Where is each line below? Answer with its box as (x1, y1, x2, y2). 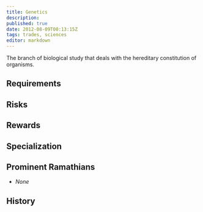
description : (6, 15, 40, 21)
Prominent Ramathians (6, 162, 95, 172)
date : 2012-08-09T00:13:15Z (6, 26, 78, 32)
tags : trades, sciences (6, 32, 67, 38)
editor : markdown (6, 37, 51, 44)
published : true (6, 20, 48, 26)
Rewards (6, 120, 41, 131)
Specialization (6, 141, 62, 151)
